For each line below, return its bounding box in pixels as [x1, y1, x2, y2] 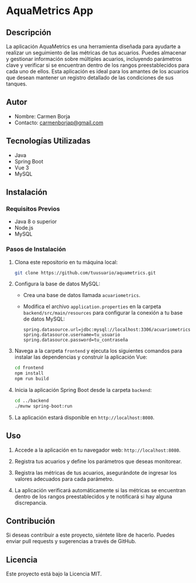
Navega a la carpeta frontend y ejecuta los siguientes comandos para [14, 347, 183, 354]
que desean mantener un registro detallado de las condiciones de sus [6, 74, 174, 81]
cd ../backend [14, 398, 49, 404]
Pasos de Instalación [6, 245, 66, 253]
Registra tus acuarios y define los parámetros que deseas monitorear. [14, 458, 182, 465]
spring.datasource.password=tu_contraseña [23, 337, 128, 343]
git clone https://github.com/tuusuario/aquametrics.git [14, 270, 156, 276]
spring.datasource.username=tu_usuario [23, 332, 121, 338]
